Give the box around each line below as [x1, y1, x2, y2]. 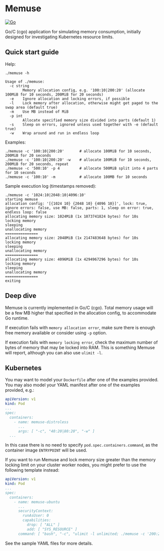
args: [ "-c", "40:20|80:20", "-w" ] [18, 428, 95, 434]
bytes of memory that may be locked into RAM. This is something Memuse [5, 344, 155, 351]
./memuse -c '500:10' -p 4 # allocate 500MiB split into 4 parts [5, 166, 159, 171]
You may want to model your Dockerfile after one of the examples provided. [5, 377, 159, 383]
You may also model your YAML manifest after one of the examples [5, 382, 140, 388]
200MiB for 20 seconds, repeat [5, 161, 69, 167]
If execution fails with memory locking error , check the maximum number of [5, 339, 158, 345]
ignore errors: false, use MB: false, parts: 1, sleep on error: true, [5, 205, 154, 210]
